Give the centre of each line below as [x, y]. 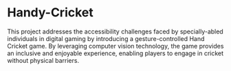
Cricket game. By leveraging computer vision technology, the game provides [115, 46]
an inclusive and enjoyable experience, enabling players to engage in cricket [115, 53]
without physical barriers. [43, 60]
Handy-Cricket [51, 13]
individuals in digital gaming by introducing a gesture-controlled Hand [106, 38]
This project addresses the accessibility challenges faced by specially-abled [115, 31]
